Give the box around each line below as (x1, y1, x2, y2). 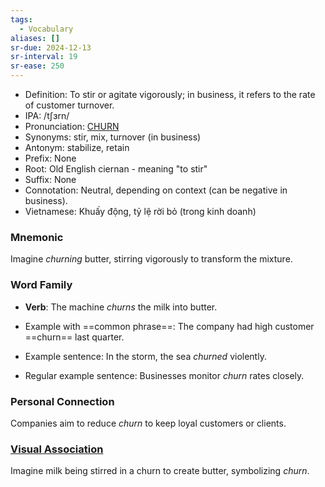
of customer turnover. (24, 99, 115, 111)
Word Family (10, 278, 73, 292)
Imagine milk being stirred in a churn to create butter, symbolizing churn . (10, 465, 310, 477)
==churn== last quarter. (24, 331, 125, 343)
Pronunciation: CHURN (24, 121, 120, 132)
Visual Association (10, 442, 104, 456)
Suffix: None (24, 174, 77, 185)
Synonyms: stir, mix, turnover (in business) (24, 131, 202, 143)
